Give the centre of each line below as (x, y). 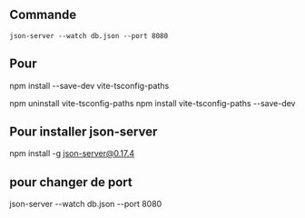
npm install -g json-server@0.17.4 (72, 154)
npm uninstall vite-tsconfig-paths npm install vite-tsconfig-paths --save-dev (152, 103)
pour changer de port (71, 182)
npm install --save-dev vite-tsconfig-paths (89, 85)
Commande (43, 15)
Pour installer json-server (84, 132)
